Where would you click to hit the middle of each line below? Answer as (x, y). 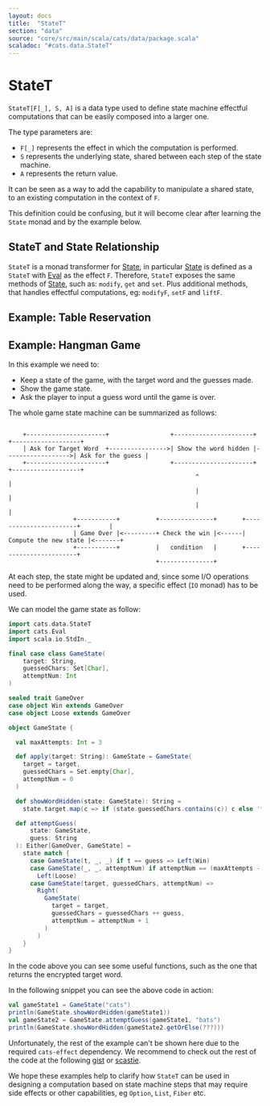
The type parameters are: (51, 132)
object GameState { (41, 728)
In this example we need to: (54, 364)
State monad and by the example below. (75, 222)
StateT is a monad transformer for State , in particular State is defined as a (131, 266)
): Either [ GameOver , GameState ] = (73, 846)
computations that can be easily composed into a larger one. (109, 117)
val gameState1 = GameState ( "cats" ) (70, 1005)
